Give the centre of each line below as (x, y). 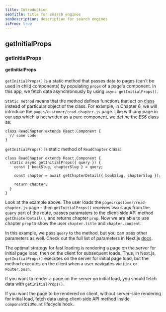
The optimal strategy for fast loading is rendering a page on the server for (81, 248)
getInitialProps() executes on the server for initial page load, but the (77, 258)
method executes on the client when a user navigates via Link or (71, 263)
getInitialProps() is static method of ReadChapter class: (63, 149)
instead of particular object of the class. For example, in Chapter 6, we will (81, 106)
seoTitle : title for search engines (43, 14)
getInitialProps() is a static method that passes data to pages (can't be (80, 80)
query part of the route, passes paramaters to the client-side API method (79, 213)
